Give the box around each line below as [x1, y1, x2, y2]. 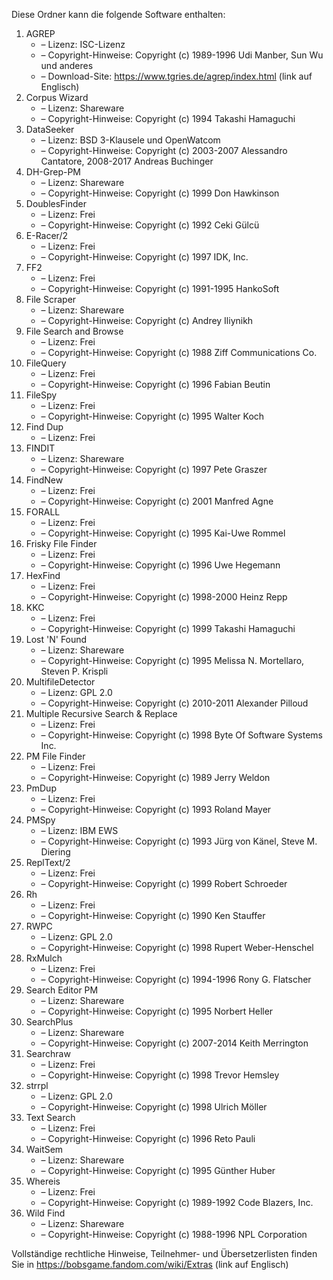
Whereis [25, 1175, 61, 1187]
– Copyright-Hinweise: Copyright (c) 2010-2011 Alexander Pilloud [40, 697, 309, 709]
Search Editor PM [25, 984, 99, 996]
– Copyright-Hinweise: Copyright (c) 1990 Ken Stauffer [40, 910, 266, 921]
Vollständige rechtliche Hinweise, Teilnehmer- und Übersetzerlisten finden [11, 1248, 318, 1259]
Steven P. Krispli [40, 665, 109, 677]
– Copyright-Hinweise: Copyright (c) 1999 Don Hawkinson [40, 187, 280, 199]
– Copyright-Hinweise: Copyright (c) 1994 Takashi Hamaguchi [40, 113, 296, 124]
